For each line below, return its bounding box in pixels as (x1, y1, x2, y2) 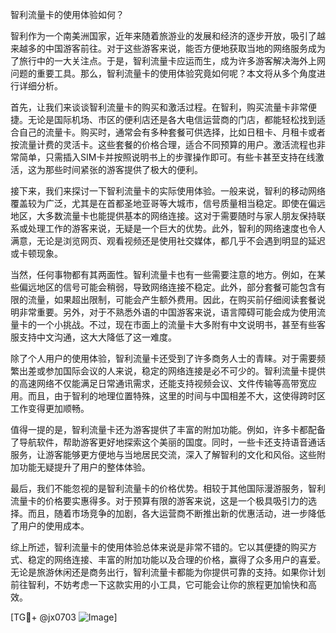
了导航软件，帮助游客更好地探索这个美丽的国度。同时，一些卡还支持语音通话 (10, 436, 326, 448)
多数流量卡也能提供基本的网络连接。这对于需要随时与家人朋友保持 (44, 210, 317, 222)
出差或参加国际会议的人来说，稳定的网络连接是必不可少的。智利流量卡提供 (18, 365, 326, 377)
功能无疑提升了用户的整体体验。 (18, 461, 151, 473)
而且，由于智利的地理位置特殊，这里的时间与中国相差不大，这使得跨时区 (27, 390, 326, 402)
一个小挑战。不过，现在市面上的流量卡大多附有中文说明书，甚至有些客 (36, 319, 326, 330)
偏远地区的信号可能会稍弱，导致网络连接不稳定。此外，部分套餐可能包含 (18, 281, 317, 293)
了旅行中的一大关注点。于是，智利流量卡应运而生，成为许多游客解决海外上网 (10, 55, 326, 67)
